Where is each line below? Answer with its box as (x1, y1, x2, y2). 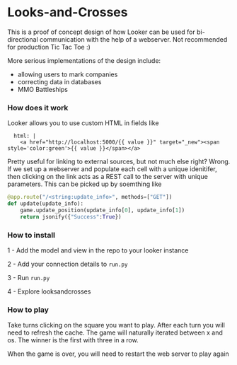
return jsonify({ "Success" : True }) (20, 213, 122, 220)
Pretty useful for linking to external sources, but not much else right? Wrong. (7, 157, 231, 166)
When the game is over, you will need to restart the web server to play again (7, 349, 229, 358)
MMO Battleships (17, 85, 69, 93)
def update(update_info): (7, 200, 83, 207)
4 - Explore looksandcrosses (7, 287, 91, 296)
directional (7, 35, 39, 43)
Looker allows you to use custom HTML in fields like (7, 119, 159, 127)
